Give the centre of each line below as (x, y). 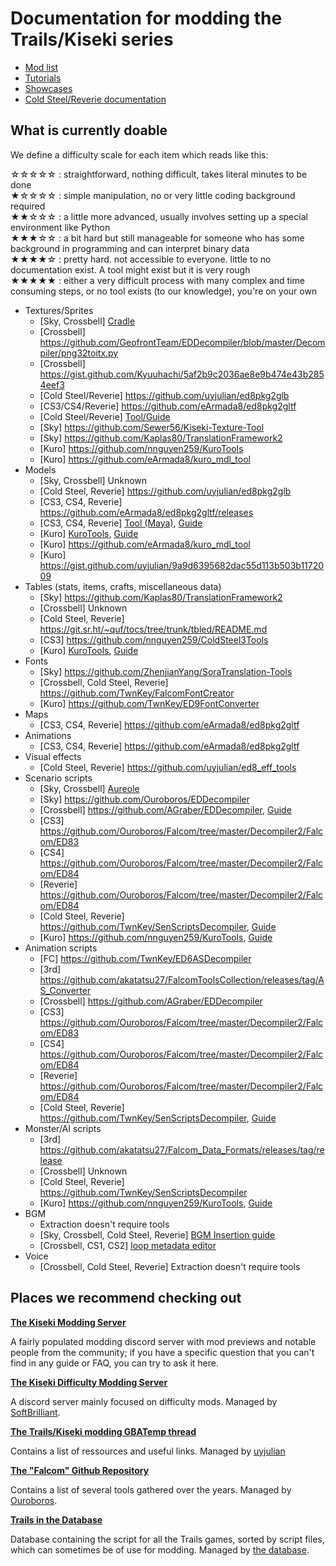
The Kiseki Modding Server (68, 1322)
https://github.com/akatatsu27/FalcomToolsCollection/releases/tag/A (182, 979)
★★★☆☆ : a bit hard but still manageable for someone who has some (157, 238)
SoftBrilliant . (35, 1412)
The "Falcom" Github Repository (80, 1470)
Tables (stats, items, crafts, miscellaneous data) (123, 586)
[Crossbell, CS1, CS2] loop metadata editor (128, 1245)
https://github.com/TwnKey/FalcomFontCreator (137, 693)
